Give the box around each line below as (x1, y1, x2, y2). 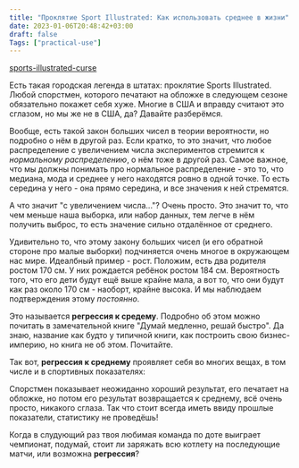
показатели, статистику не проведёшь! (9, 413, 159, 423)
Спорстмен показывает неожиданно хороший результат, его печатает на (9, 384, 289, 395)
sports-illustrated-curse (9, 63, 97, 73)
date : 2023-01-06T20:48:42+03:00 (9, 21, 134, 30)
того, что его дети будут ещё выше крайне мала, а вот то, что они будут (9, 275, 285, 285)
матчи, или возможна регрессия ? (9, 448, 140, 459)
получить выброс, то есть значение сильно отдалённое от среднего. (9, 219, 273, 230)
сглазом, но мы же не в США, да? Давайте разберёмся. (9, 108, 223, 119)
